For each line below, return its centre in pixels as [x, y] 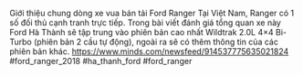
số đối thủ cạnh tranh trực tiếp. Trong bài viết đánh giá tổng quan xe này [145, 23]
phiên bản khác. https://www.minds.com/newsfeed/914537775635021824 [149, 52]
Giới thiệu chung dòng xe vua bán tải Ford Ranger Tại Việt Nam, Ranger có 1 [152, 13]
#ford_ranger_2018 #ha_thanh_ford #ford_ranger [101, 61]
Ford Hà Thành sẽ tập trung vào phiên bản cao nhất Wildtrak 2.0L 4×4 [141, 32]
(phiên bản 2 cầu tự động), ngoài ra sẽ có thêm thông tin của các [156, 42]
